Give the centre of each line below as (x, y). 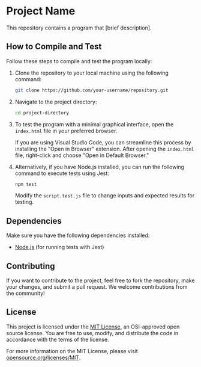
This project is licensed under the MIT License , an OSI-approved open (93, 327)
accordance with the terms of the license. (58, 339)
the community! (25, 293)
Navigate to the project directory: (56, 102)
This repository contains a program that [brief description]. (79, 28)
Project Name (41, 11)
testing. (24, 202)
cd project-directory (42, 113)
